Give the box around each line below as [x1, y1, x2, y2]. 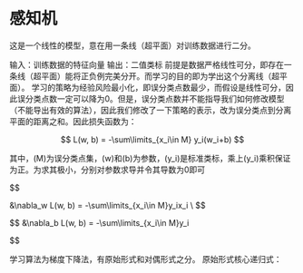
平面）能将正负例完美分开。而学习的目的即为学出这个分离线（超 [40, 70, 279, 82]
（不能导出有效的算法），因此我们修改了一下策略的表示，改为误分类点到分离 [9, 104, 292, 115]
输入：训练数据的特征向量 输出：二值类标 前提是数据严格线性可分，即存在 [9, 59, 284, 70]
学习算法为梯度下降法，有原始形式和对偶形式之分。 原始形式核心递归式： [9, 253, 282, 264]
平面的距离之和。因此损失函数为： [9, 115, 137, 127]
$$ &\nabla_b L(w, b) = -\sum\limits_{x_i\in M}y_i [9, 217, 190, 228]
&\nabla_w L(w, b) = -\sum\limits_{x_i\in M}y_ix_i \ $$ [9, 200, 206, 210]
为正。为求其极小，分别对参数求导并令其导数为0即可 [9, 164, 206, 175]
